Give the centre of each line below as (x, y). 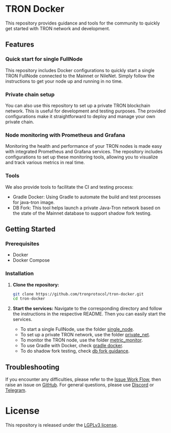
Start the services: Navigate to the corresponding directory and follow (87, 309)
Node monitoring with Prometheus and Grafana (65, 135)
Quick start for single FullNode (44, 59)
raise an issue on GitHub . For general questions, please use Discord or (80, 385)
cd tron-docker (29, 299)
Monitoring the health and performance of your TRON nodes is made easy (84, 146)
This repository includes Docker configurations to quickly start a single (80, 70)
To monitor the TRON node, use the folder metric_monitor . (82, 340)
